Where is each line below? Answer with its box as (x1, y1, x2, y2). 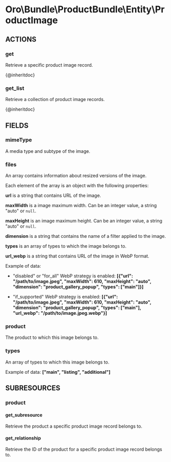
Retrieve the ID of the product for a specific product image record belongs (5, 446, 163, 452)
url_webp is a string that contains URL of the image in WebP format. (5, 253, 150, 259)
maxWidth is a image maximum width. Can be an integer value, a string (5, 203, 157, 209)
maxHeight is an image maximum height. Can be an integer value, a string (5, 218, 163, 224)
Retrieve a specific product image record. (5, 62, 93, 68)
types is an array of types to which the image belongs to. (5, 243, 127, 249)
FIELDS (5, 121, 29, 130)
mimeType (5, 136, 32, 144)
